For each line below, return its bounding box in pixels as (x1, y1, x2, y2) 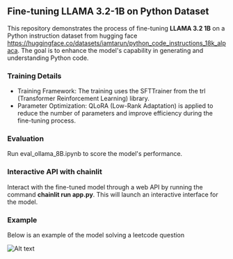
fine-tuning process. (17, 116, 77, 125)
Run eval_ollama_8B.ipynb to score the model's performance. (7, 150, 183, 158)
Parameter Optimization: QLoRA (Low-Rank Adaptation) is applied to (17, 102, 214, 110)
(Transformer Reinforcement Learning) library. (17, 94, 150, 103)
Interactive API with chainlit (7, 167, 102, 177)
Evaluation (7, 134, 44, 143)
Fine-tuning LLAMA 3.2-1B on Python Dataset (7, 6, 209, 17)
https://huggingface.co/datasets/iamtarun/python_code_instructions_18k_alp (7, 38, 226, 47)
